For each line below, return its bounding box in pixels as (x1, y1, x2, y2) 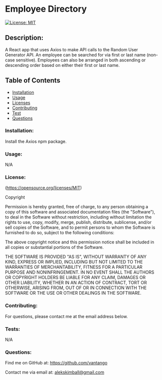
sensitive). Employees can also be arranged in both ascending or (16, 57, 146, 63)
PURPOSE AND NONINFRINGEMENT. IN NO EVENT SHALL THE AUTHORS (5, 269, 155, 275)
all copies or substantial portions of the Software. (5, 244, 104, 250)
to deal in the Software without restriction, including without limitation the (5, 214, 152, 220)
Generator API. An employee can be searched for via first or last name (5, 52, 146, 58)
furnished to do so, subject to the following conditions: (5, 230, 114, 236)
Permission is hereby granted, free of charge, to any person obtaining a (5, 204, 148, 210)
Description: (5, 34, 44, 42)
